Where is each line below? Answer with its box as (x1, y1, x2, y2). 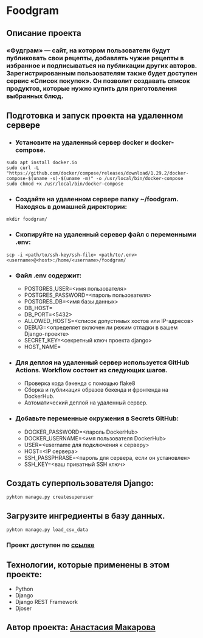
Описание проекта (6, 28, 81, 38)
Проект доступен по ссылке (6, 541, 95, 549)
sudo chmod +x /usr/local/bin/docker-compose (6, 181, 123, 187)
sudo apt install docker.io (6, 159, 78, 166)
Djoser (15, 605, 32, 612)
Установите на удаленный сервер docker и (15, 138, 149, 147)
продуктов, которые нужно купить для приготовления (6, 84, 177, 92)
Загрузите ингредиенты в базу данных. (6, 510, 165, 521)
